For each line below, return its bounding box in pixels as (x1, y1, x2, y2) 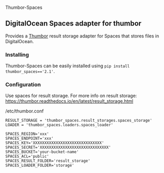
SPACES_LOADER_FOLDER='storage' (5, 163, 74, 168)
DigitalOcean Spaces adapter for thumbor (5, 19, 142, 28)
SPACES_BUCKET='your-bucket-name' (5, 149, 79, 155)
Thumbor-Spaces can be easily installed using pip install (5, 63, 130, 69)
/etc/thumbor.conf (5, 108, 44, 114)
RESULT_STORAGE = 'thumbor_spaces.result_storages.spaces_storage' (5, 118, 153, 123)
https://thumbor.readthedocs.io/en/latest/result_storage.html (5, 98, 133, 104)
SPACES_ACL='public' (5, 154, 50, 159)
